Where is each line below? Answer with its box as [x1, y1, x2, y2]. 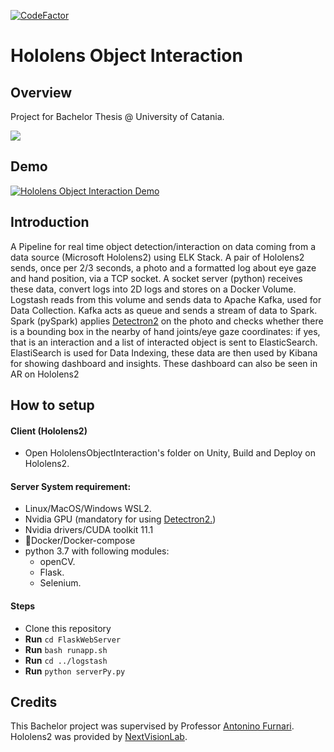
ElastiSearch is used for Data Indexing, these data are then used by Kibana [10, 346, 318, 359]
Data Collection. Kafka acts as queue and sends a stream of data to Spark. [10, 304, 318, 316]
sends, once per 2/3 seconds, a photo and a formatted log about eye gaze [10, 261, 317, 274]
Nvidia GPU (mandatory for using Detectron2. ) [24, 513, 217, 525]
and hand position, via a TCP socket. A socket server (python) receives [10, 272, 303, 284]
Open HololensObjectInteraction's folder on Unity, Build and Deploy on [24, 447, 317, 459]
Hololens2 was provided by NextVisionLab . [10, 731, 188, 743]
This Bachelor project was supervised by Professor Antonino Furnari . [10, 720, 295, 732]
